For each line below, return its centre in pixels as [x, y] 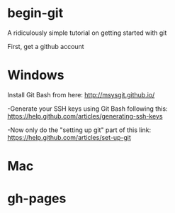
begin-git [35, 13]
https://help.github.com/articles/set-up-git [69, 137]
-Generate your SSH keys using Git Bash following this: [87, 109]
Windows [36, 75]
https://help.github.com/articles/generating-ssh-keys [85, 116]
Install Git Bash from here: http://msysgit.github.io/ [81, 94]
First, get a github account [46, 46]
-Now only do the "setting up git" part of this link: [79, 130]
